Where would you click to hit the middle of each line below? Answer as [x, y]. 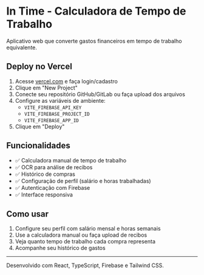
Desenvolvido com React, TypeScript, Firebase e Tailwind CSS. [85, 265]
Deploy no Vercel [39, 67]
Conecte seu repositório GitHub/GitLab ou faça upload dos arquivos [100, 94]
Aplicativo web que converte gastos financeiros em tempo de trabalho [94, 41]
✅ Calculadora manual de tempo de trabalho [70, 160]
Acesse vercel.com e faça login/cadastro [66, 81]
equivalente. [22, 47]
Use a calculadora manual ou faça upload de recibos [81, 235]
